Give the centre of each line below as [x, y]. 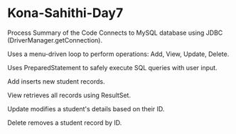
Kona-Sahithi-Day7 [65, 13]
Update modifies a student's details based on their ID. [86, 108]
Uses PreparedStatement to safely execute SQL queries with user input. [113, 67]
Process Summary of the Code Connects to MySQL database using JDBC [115, 33]
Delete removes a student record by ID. [65, 123]
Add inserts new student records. [56, 81]
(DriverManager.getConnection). [55, 40]
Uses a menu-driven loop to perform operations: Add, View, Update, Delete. [118, 54]
